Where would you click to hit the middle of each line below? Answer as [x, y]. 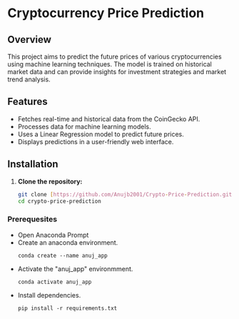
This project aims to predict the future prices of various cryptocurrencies [115, 56]
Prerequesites [32, 219]
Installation [33, 164]
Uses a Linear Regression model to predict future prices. [101, 134]
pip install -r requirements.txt [67, 308]
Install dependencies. [49, 295]
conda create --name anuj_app [63, 255]
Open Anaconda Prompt [53, 235]
